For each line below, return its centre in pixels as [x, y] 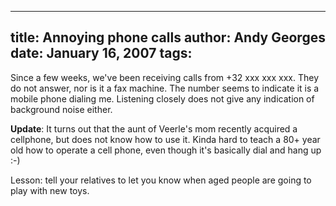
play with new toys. [50, 190]
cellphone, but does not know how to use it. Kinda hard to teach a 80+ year [165, 139]
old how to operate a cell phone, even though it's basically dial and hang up [166, 150]
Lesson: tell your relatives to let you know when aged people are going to [161, 180]
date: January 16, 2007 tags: [101, 53]
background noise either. [61, 109]
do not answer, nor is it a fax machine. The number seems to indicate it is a [165, 88]
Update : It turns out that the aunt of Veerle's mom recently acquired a [154, 128]
